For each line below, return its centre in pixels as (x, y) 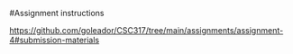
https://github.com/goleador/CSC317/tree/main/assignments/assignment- (146, 30)
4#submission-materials (55, 40)
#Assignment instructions (57, 13)
